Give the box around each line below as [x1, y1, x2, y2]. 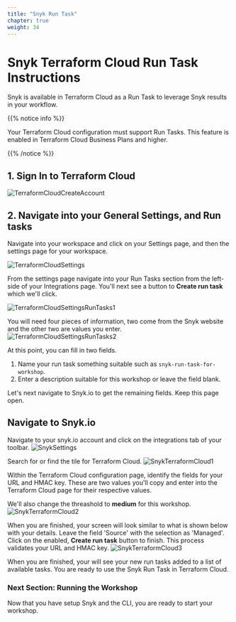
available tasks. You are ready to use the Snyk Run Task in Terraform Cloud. [7, 564, 229, 573]
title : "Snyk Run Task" [7, 10, 78, 18]
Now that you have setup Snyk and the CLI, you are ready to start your [7, 599, 213, 608]
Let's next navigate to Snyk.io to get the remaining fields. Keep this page [7, 388, 219, 397]
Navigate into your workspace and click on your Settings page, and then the [7, 239, 230, 247]
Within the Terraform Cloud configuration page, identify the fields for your [7, 471, 223, 479]
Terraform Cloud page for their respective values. [7, 486, 152, 494]
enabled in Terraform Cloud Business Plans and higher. [7, 136, 168, 144]
